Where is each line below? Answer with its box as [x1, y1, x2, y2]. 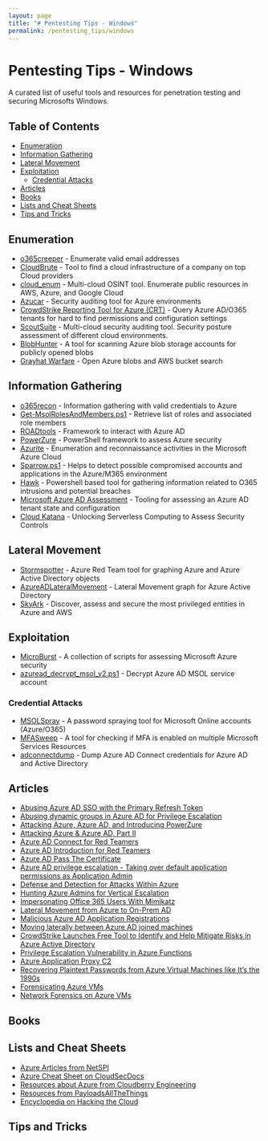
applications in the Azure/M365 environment [19, 469, 168, 479]
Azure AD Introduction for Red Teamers [19, 846, 151, 855]
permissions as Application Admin [19, 871, 133, 881]
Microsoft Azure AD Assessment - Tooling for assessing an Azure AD [19, 495, 249, 504]
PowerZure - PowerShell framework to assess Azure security [19, 434, 222, 444]
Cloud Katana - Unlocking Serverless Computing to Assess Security [19, 511, 245, 521]
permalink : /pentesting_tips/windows [8, 26, 135, 35]
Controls [19, 520, 49, 530]
